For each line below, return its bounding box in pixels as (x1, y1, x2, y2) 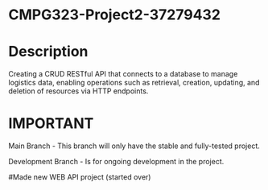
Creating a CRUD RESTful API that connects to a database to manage (8, 69, 238, 79)
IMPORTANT (8, 114, 94, 133)
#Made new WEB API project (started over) (8, 172, 151, 182)
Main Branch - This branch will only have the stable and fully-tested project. (8, 141, 260, 151)
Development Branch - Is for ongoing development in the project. (8, 157, 225, 167)
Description (8, 43, 89, 61)
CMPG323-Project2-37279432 (8, 6, 221, 24)
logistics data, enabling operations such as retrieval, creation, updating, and (8, 78, 260, 88)
